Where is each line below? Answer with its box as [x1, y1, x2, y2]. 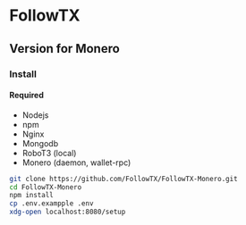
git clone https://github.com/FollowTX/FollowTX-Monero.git [9, 174, 239, 183]
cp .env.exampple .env [9, 199, 94, 208]
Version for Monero [9, 41, 121, 56]
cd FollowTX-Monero [9, 182, 82, 192]
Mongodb [21, 137, 59, 148]
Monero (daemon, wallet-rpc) [21, 157, 131, 168]
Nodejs [21, 109, 49, 121]
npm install [9, 191, 54, 200]
